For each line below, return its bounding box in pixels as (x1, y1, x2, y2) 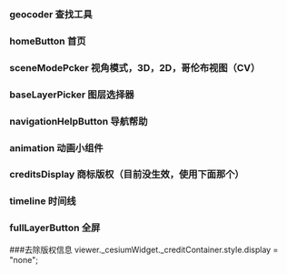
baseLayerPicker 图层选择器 (9, 88, 134, 101)
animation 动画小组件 (9, 141, 104, 154)
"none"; (9, 254, 39, 265)
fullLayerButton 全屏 (9, 221, 101, 234)
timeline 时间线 (9, 195, 76, 208)
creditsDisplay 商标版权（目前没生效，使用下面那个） (9, 168, 244, 181)
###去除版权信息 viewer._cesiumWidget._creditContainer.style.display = (9, 244, 279, 255)
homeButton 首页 (9, 35, 86, 47)
